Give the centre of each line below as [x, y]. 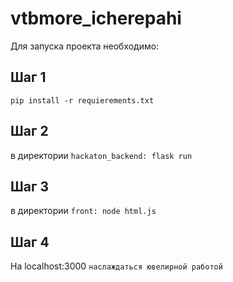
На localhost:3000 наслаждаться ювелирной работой [116, 266]
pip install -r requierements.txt [82, 100]
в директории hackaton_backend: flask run [101, 155]
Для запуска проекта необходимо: [85, 46]
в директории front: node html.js [83, 211]
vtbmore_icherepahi [96, 18]
